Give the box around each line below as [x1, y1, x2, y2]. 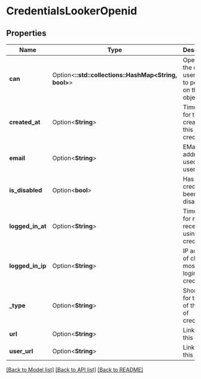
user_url [9, 347, 33, 355]
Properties [6, 28, 47, 38]
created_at [9, 118, 41, 126]
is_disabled [9, 186, 42, 194]
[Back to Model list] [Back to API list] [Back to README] [6, 366, 144, 373]
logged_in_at [9, 222, 47, 230]
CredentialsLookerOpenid [6, 4, 138, 18]
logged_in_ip [9, 262, 47, 270]
